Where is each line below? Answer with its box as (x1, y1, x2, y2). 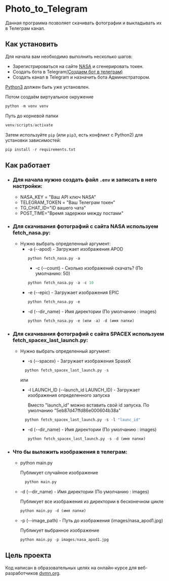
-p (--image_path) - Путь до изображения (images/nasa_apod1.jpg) (20, 517, 163, 523)
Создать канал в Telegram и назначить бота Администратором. (12, 74, 151, 80)
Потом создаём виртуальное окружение (5, 93, 94, 99)
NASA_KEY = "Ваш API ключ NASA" (20, 194, 96, 200)
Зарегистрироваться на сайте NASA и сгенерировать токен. (12, 63, 144, 69)
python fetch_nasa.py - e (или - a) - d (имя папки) (27, 318, 135, 323)
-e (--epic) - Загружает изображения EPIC (27, 290, 119, 296)
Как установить (5, 40, 58, 49)
